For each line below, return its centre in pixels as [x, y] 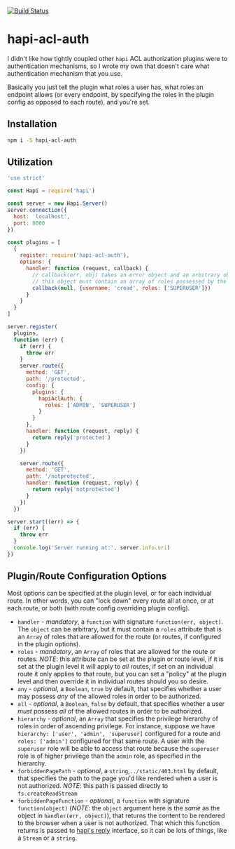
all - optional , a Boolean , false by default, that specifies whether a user [121, 703]
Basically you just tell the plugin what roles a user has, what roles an [106, 87]
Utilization [30, 162]
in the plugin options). [49, 644]
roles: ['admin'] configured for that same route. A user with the [111, 741]
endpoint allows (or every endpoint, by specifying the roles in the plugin [111, 94]
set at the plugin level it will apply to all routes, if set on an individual [115, 666]
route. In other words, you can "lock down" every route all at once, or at [111, 601]
